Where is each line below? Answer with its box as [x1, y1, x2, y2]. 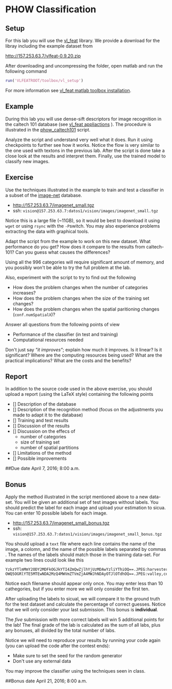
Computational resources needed [12, 337, 83, 343]
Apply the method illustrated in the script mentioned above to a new [5, 494, 148, 500]
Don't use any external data [12, 658, 72, 664]
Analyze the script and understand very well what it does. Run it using [5, 137, 153, 143]
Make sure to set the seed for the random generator [12, 653, 122, 659]
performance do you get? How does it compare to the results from [5, 243, 145, 250]
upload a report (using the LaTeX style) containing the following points [5, 391, 154, 397]
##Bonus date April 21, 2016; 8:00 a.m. [5, 678, 88, 684]
